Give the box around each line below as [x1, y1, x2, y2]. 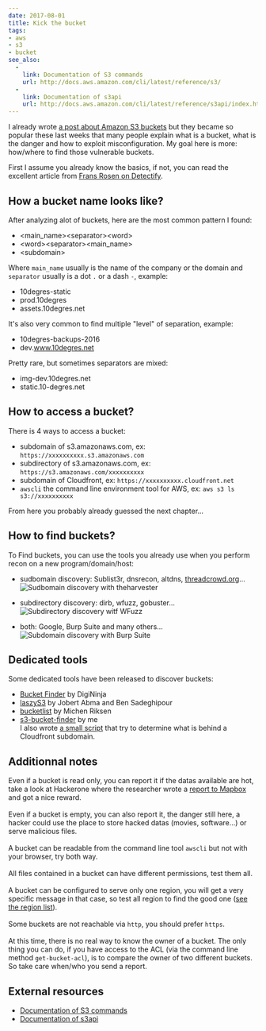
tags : [8, 26, 26, 34]
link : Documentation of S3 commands [22, 71, 144, 79]
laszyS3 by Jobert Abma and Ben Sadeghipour [19, 698, 173, 708]
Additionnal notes [8, 755, 98, 768]
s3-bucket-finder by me [19, 715, 98, 724]
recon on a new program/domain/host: [8, 558, 135, 568]
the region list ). [8, 902, 58, 912]
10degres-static [19, 287, 71, 296]
